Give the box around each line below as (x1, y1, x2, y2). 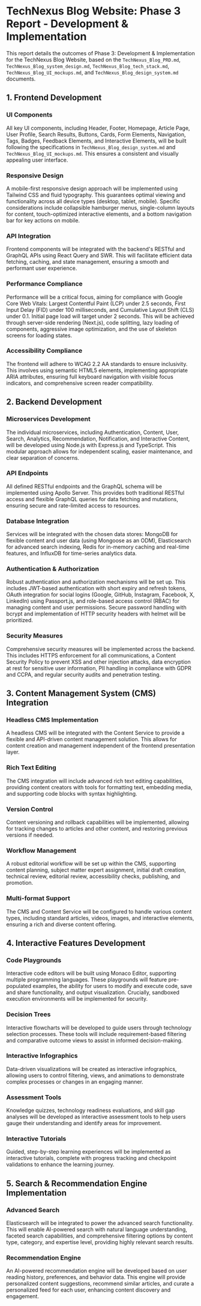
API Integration (6, 231, 51, 240)
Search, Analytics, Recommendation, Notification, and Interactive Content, (6, 435, 190, 442)
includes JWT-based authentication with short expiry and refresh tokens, (6, 585, 187, 592)
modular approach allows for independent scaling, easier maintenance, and (6, 448, 193, 455)
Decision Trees (6, 1010, 51, 1019)
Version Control (6, 805, 53, 813)
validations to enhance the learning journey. (6, 1161, 115, 1168)
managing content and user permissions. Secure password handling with (6, 604, 187, 611)
